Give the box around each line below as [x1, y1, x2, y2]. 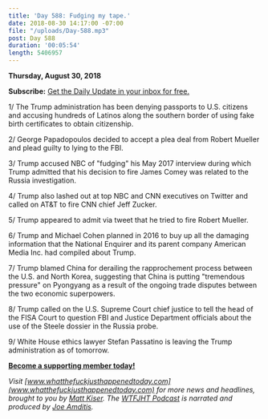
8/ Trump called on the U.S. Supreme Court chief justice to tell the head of [8, 304, 254, 313]
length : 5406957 [8, 49, 63, 57]
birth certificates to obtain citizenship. [8, 119, 134, 128]
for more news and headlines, [156, 385, 255, 394]
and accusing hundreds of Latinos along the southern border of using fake [8, 111, 254, 120]
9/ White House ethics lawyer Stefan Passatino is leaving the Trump [8, 337, 233, 346]
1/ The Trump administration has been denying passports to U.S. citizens [8, 102, 249, 111]
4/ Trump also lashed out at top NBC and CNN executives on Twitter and [8, 191, 249, 200]
